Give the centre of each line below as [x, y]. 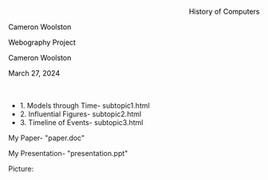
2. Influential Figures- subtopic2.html [81, 114]
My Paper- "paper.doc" [47, 138]
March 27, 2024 [34, 73]
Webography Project [42, 42]
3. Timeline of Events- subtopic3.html [81, 122]
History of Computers [224, 12]
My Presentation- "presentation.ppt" [68, 153]
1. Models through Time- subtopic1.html [85, 106]
